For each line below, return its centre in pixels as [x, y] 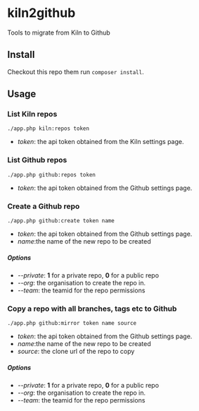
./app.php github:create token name [61, 221]
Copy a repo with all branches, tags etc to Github [92, 309]
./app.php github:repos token [52, 174]
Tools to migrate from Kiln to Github [59, 32]
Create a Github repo [44, 206]
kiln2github [41, 13]
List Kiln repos [32, 114]
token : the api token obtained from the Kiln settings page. [101, 142]
